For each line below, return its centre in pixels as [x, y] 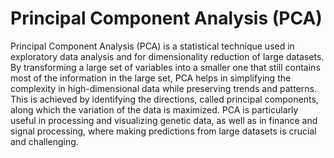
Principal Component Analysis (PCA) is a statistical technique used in [152, 46]
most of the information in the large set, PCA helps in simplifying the [151, 78]
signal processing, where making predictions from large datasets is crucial [163, 131]
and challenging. [44, 141]
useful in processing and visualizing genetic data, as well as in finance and [164, 120]
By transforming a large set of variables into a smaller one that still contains [165, 67]
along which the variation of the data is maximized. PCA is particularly [154, 109]
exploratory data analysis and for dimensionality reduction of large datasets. [167, 56]
